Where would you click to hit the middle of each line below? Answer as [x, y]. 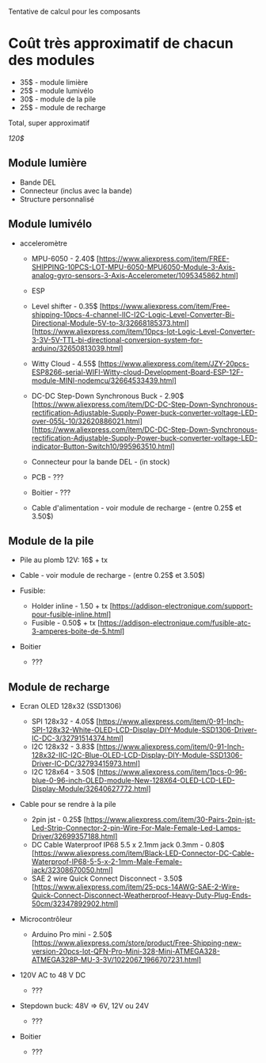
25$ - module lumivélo [56, 90]
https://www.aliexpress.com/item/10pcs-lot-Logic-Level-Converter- [145, 331]
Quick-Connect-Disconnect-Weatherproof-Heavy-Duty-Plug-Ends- [141, 896]
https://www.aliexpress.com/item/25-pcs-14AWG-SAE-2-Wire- [137, 887]
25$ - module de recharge [63, 107]
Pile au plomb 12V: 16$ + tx [64, 560]
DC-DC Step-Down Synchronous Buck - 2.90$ [108, 396]
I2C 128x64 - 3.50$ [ [65, 772]
